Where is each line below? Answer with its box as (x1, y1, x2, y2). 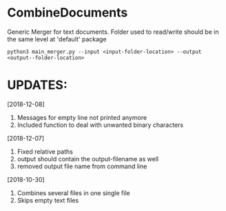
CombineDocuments (7, 5, 128, 21)
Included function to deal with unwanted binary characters (17, 121, 184, 129)
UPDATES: (7, 77, 68, 93)
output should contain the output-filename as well (17, 154, 159, 163)
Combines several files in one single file (17, 188, 130, 197)
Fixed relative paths (17, 147, 74, 156)
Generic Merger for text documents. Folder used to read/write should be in (7, 28, 219, 36)
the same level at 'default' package (7, 34, 107, 43)
